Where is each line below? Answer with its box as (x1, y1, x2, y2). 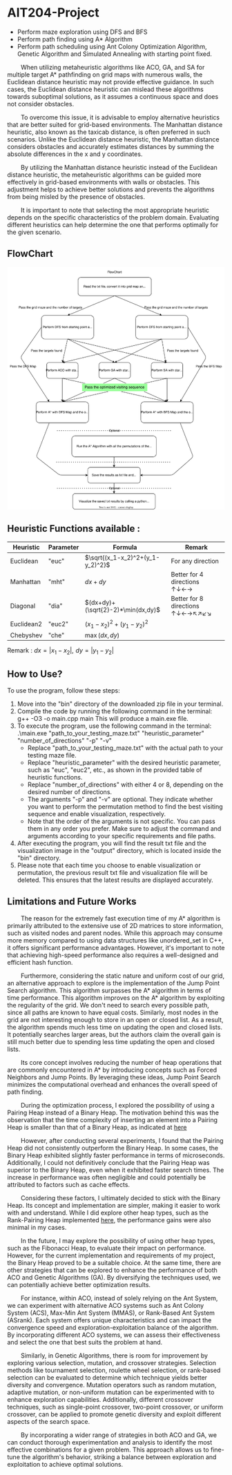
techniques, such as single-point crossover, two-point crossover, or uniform (7, 1402, 224, 1411)
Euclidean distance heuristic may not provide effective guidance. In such (7, 77, 214, 86)
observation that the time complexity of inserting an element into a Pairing (7, 1115, 217, 1124)
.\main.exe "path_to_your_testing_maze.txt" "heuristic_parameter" (17, 729, 205, 737)
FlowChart (7, 248, 53, 260)
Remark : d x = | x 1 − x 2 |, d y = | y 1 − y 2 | (7, 646, 114, 657)
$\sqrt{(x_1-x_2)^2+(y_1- (85, 553, 160, 561)
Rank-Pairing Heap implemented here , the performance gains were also (7, 1215, 211, 1224)
